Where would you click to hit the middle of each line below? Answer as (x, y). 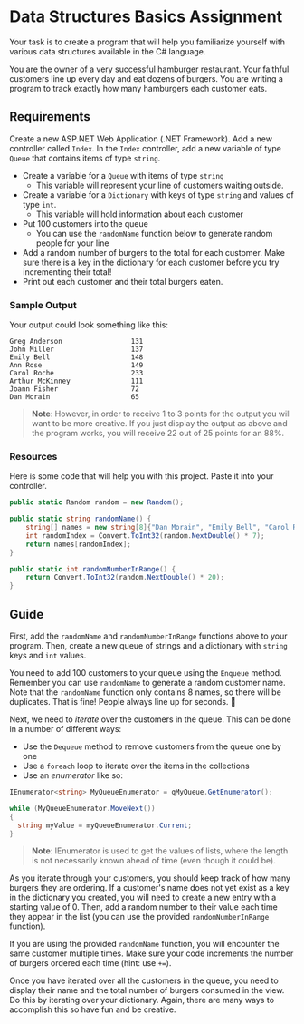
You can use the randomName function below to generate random (154, 233)
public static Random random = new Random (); (96, 502)
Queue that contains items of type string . (85, 158)
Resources (33, 456)
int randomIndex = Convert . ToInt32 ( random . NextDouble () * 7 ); (145, 536)
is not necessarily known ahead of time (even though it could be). (153, 861)
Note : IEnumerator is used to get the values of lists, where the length (160, 851)
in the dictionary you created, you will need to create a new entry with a (143, 897)
